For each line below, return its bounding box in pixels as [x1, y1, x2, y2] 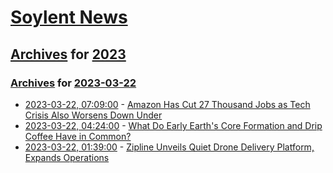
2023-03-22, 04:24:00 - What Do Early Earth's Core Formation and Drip [24, 119, 323, 131]
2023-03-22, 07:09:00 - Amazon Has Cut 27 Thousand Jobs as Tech [24, 98, 311, 110]
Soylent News [10, 6, 128, 29]
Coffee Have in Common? [24, 130, 132, 142]
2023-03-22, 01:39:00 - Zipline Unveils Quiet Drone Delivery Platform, [24, 141, 315, 153]
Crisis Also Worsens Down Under [24, 109, 163, 121]
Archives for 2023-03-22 [10, 76, 137, 90]
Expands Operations [24, 151, 110, 163]
